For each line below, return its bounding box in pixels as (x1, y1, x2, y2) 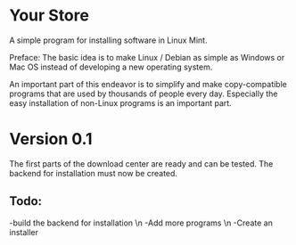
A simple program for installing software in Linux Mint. (9, 35, 208, 45)
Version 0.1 (9, 129, 93, 150)
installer (9, 226, 38, 237)
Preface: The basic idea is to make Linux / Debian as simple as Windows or (9, 52, 285, 62)
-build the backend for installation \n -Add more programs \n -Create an (9, 217, 274, 228)
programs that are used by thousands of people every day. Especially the (9, 88, 278, 99)
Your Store (9, 5, 89, 26)
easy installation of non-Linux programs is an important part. (9, 97, 232, 108)
